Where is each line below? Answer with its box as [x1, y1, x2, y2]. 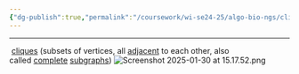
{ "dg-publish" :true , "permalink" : [9, 12, 133, 22]
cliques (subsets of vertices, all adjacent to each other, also [11, 45, 230, 55]
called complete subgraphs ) [9, 55, 113, 65]
